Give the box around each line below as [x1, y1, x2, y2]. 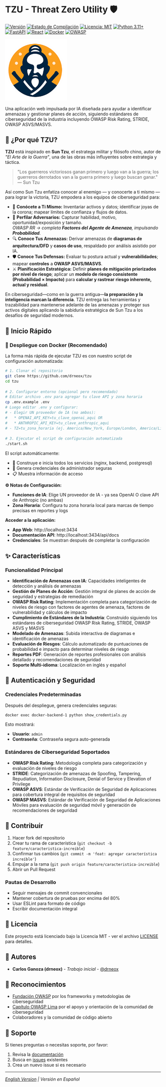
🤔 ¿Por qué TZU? [5, 136, 58, 144]
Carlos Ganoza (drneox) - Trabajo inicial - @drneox [12, 966, 119, 972]
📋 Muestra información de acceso [12, 471, 83, 477]
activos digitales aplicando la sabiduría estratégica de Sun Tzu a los [5, 307, 143, 313]
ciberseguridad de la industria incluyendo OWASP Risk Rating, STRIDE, [5, 116, 150, 122]
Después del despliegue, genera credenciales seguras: [5, 702, 118, 708]
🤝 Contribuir [5, 822, 43, 830]
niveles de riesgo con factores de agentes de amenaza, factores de [12, 604, 150, 610]
